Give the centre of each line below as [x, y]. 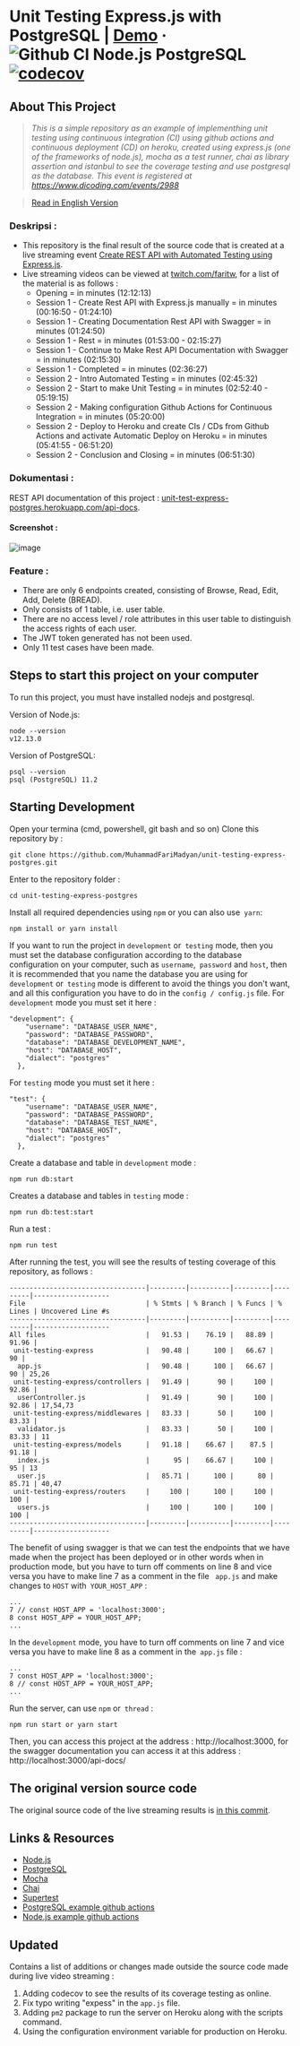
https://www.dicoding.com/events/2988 [105, 185]
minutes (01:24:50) [70, 331]
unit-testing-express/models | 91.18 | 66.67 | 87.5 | [144, 1445]
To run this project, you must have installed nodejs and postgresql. [132, 697]
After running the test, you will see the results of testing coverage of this [142, 1262]
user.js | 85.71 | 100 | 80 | [146, 1476]
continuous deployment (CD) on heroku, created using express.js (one [161, 147]
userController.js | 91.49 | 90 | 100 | [146, 1397]
